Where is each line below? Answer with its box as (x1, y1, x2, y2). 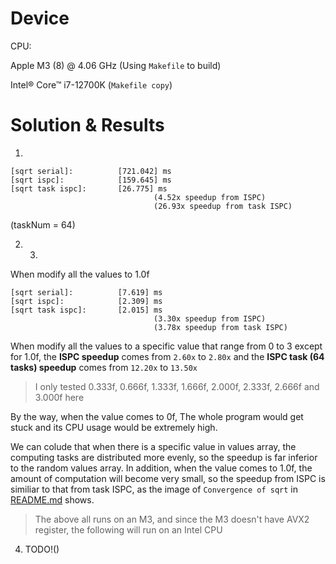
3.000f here (34, 391, 85, 403)
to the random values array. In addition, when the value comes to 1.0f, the (10, 462, 313, 474)
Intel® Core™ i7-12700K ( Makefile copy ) (10, 78, 173, 91)
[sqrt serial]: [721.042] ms (10, 166, 172, 176)
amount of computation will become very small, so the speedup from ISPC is (10, 472, 326, 484)
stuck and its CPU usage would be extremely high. (10, 421, 218, 433)
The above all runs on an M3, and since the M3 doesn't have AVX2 (34, 513, 310, 525)
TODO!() (24, 543, 60, 555)
